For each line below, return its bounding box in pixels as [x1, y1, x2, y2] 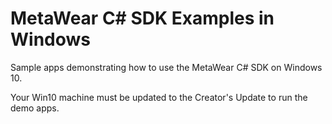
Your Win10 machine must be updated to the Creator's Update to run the [10, 91, 308, 103]
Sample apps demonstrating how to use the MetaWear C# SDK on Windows [10, 61, 323, 73]
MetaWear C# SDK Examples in [10, 7, 275, 30]
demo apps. [10, 102, 60, 114]
